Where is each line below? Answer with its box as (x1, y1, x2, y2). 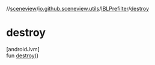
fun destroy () (6, 52, 39, 59)
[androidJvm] (6, 45, 40, 52)
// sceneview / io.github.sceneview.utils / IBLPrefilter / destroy (6, 5, 149, 12)
